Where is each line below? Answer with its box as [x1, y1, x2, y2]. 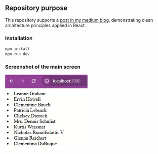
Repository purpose [5, 4, 68, 12]
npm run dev [5, 51, 30, 56]
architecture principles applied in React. [5, 22, 86, 28]
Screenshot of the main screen [5, 63, 80, 70]
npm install [5, 46, 30, 51]
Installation [5, 35, 33, 41]
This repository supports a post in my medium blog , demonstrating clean [5, 17, 153, 23]
